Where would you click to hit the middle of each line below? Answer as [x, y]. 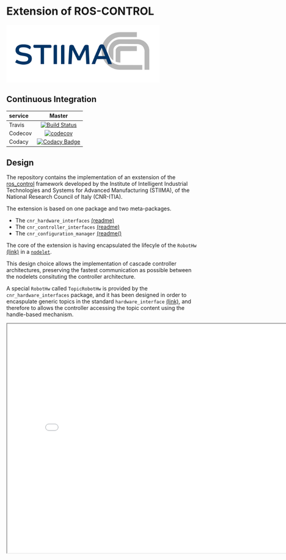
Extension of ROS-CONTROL [80, 11]
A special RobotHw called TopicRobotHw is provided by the [77, 289]
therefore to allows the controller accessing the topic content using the [96, 308]
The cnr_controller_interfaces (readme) [68, 227]
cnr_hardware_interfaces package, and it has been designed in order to [97, 295]
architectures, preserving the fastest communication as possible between [99, 270]
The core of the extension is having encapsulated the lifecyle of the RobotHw [101, 245]
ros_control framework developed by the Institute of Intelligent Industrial [97, 184]
